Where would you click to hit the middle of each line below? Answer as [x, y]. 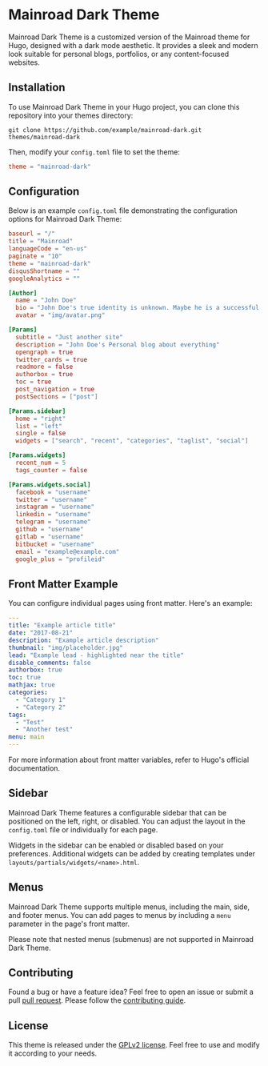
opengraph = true [44, 352]
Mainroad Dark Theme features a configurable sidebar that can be [117, 812]
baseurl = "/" [32, 234]
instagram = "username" [55, 507]
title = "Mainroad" [41, 242]
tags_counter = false [52, 470]
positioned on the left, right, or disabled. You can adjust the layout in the [127, 821]
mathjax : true [32, 685]
